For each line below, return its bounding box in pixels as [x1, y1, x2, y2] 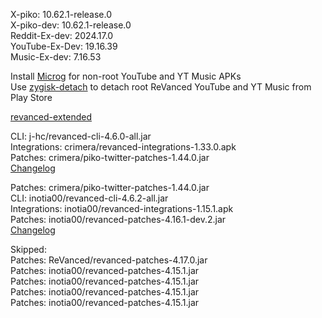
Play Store [10, 92, 53, 103]
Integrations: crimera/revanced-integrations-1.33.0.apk [10, 141, 237, 153]
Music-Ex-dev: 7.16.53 [10, 51, 102, 63]
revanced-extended [10, 111, 92, 123]
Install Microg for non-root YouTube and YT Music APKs [10, 70, 242, 82]
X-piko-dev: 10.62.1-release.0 [10, 19, 132, 31]
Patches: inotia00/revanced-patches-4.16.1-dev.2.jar [10, 214, 227, 225]
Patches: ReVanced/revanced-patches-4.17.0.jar [10, 254, 208, 266]
